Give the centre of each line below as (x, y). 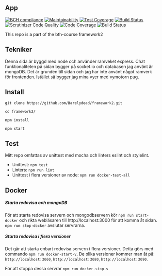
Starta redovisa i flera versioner (38, 236)
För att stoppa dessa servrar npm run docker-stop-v (57, 268)
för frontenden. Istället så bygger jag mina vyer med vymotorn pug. (72, 77)
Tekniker (19, 50)
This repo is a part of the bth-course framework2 (54, 34)
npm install (17, 120)
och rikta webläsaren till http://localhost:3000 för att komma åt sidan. (88, 220)
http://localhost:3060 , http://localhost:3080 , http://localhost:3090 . (77, 259)
